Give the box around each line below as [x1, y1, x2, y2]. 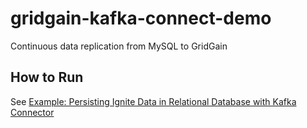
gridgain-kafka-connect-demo [10, 7, 272, 30]
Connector [10, 106, 55, 118]
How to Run [10, 69, 84, 86]
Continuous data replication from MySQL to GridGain [10, 40, 228, 52]
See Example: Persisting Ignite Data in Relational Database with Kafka [10, 95, 297, 107]
